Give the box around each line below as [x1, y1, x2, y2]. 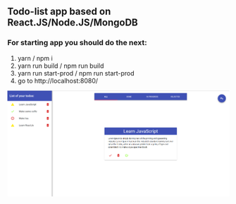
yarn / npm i [17, 54, 53, 62]
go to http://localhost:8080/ [17, 76, 99, 85]
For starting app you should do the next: [7, 38, 147, 48]
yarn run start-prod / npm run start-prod [17, 68, 135, 77]
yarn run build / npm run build [17, 61, 104, 70]
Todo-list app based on [7, 6, 111, 18]
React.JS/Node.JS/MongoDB [7, 17, 139, 29]
